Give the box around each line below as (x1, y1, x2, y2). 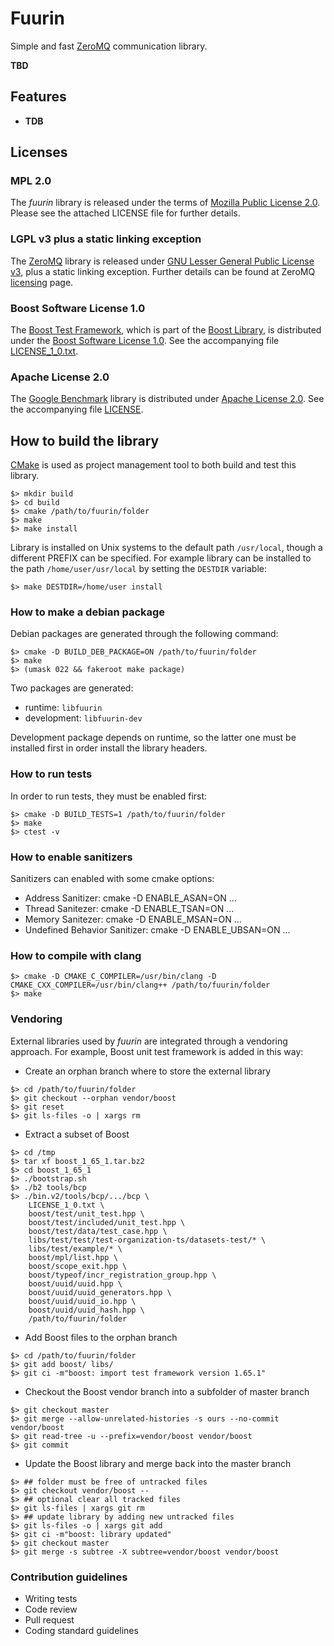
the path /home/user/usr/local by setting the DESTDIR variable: (10, 563, 267, 575)
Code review (24, 1603, 78, 1615)
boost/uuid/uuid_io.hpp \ (28, 1296, 137, 1306)
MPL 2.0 (10, 174, 52, 188)
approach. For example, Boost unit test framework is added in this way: (10, 1045, 304, 1057)
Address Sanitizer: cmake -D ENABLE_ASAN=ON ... (24, 892, 237, 904)
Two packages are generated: (10, 682, 134, 694)
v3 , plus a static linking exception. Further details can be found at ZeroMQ (10, 265, 316, 277)
